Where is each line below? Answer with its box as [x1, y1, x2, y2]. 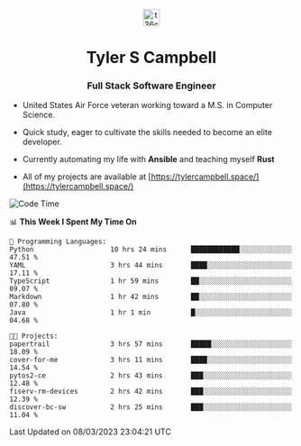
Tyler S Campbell [86, 48, 217, 68]
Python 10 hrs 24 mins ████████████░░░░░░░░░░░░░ [9, 245, 293, 254]
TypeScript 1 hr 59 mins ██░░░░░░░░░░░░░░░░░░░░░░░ [9, 277, 293, 286]
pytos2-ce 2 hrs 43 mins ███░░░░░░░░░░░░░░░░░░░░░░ [9, 371, 293, 380]
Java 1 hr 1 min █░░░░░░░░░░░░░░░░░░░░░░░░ [9, 308, 293, 317]
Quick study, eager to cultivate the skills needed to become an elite [22, 127, 273, 138]
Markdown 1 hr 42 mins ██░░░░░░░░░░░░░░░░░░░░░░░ [9, 293, 293, 302]
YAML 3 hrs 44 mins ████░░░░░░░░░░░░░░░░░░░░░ [9, 261, 293, 270]
